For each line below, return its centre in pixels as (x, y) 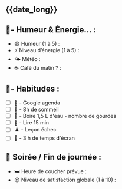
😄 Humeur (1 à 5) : (37, 44)
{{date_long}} (32, 10)
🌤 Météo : (27, 59)
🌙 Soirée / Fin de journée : (53, 157)
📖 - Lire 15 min (32, 123)
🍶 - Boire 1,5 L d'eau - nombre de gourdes (65, 116)
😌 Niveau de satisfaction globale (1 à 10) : (65, 180)
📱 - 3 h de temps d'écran (44, 138)
